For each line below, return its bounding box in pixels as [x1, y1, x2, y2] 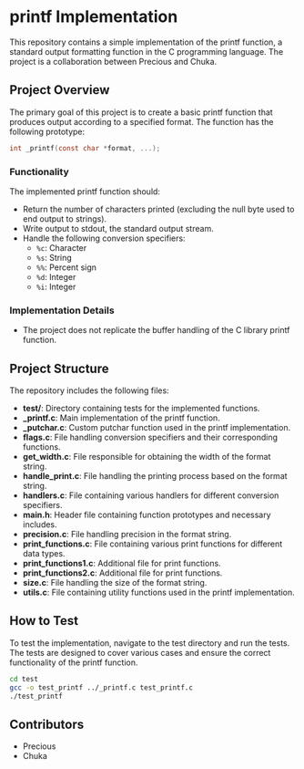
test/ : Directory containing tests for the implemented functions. [22, 403, 260, 414]
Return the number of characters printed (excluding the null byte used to [22, 203, 295, 214]
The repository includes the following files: [9, 385, 170, 396]
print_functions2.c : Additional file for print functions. [22, 567, 223, 578]
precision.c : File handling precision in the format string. [22, 529, 232, 540]
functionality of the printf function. [9, 657, 138, 668]
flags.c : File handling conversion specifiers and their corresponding [22, 431, 279, 443]
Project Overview [9, 82, 110, 98]
